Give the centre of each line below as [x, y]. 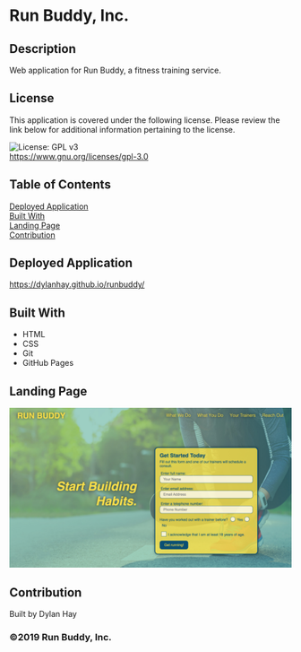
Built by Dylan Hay [43, 614]
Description [43, 49]
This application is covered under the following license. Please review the [145, 120]
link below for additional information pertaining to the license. [122, 129]
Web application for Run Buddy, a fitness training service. [116, 70]
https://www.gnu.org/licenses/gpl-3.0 [79, 156]
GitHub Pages [48, 363]
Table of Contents [60, 185]
